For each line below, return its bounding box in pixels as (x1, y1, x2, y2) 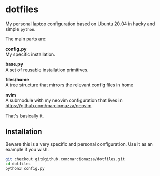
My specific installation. (5, 51, 55, 57)
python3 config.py (5, 166, 45, 171)
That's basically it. (5, 113, 44, 119)
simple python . (5, 26, 36, 32)
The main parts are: (5, 36, 47, 42)
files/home (5, 76, 29, 82)
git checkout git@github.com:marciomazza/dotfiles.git (5, 156, 125, 162)
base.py (5, 61, 23, 67)
